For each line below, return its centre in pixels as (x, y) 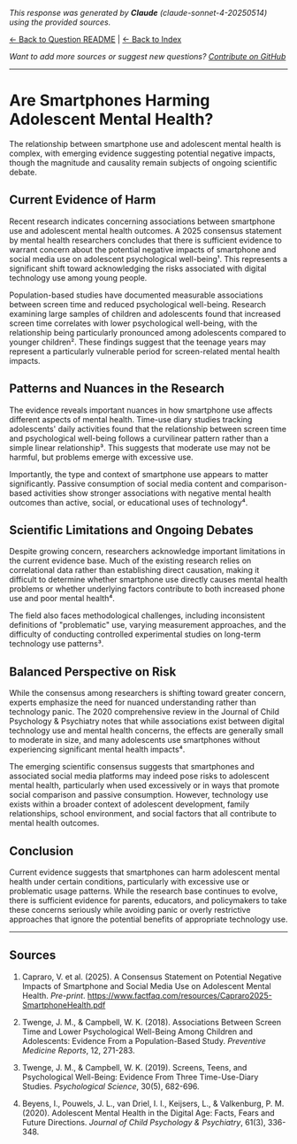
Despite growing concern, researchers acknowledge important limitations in (147, 552)
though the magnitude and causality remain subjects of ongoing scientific (143, 162)
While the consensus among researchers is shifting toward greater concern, (148, 693)
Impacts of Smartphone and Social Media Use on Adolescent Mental (146, 986)
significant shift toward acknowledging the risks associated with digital (138, 268)
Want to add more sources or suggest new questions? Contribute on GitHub (148, 56)
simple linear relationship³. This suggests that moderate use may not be (140, 447)
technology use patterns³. (57, 644)
